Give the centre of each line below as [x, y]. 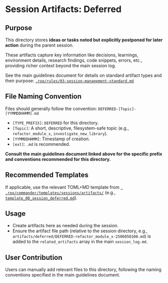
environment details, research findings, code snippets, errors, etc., [74, 60]
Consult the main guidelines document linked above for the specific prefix [84, 154]
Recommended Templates [47, 175]
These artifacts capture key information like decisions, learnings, [72, 55]
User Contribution [34, 257]
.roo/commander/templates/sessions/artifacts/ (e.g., [60, 193]
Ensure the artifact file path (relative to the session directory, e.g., [80, 231]
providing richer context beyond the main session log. [61, 66]
